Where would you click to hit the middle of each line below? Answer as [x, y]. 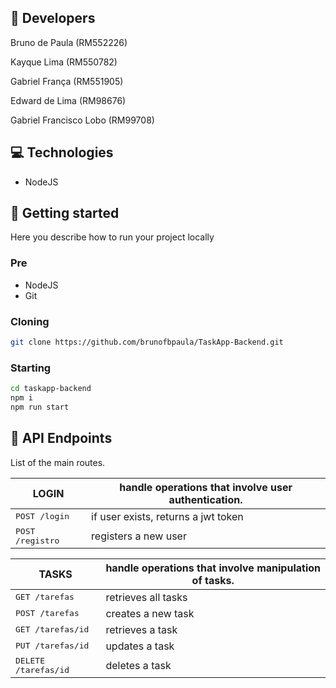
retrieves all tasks [146, 597]
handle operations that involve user [206, 487]
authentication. [205, 499]
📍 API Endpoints [61, 438]
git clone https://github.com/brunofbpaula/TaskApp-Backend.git [147, 342]
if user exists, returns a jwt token [167, 516]
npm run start [40, 407]
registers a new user [139, 536]
